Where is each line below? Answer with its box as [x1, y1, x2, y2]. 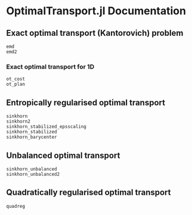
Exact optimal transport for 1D [6, 63, 94, 71]
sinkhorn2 [6, 119, 31, 124]
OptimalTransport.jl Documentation [6, 4, 187, 18]
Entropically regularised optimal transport [6, 97, 166, 108]
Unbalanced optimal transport [6, 150, 120, 160]
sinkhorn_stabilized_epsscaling [6, 124, 86, 130]
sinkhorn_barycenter [6, 134, 58, 141]
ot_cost [6, 76, 26, 82]
